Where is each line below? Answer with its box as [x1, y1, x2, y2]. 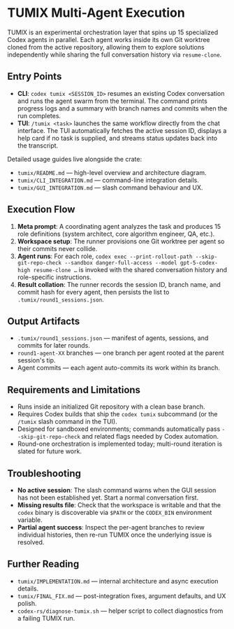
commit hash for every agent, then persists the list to [17, 288, 170, 296]
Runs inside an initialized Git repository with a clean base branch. [17, 402, 205, 411]
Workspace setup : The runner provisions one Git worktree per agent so [17, 236, 225, 246]
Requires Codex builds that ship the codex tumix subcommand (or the [17, 410, 218, 418]
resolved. [17, 538, 45, 546]
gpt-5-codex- [180, 259, 218, 267]
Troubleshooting [7, 467, 82, 479]
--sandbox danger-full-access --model [64, 259, 177, 267]
